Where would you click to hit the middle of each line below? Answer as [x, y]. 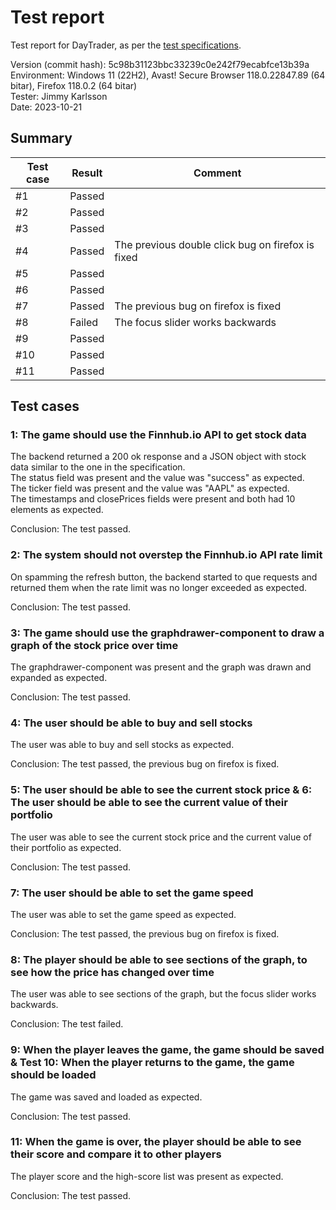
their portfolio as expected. [66, 847]
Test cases [45, 406]
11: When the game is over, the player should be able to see [156, 1142]
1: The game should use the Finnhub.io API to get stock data [158, 435]
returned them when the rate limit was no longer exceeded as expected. [159, 587]
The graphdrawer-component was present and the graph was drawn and [161, 667]
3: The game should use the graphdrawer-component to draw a [167, 633]
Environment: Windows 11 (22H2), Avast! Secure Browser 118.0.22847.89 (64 [168, 75]
